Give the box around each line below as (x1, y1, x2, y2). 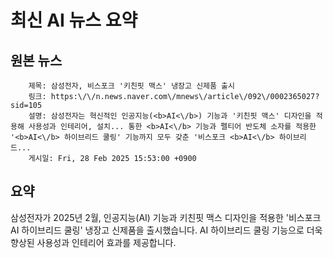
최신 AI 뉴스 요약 (10, 9, 138, 32)
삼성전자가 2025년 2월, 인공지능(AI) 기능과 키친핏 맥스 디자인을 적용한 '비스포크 (10, 211, 322, 223)
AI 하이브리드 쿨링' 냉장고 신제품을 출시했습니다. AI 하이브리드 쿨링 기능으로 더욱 (10, 224, 323, 236)
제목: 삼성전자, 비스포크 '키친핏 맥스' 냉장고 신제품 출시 (28, 81, 235, 91)
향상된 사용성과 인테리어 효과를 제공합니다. (10, 236, 177, 248)
